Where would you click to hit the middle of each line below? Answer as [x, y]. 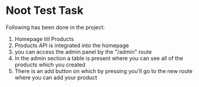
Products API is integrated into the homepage [72, 45]
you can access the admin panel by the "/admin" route [83, 51]
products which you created [50, 65]
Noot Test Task [45, 11]
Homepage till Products [44, 39]
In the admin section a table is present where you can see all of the [99, 58]
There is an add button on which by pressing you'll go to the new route [103, 71]
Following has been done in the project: [55, 27]
